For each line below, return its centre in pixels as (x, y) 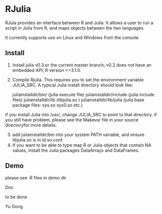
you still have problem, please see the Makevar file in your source (72, 120)
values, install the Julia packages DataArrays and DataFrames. (76, 150)
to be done (16, 197)
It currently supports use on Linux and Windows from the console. (72, 37)
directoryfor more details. (31, 125)
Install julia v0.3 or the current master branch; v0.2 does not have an (82, 65)
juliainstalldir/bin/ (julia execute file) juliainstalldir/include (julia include (83, 94)
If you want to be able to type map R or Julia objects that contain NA (82, 145)
